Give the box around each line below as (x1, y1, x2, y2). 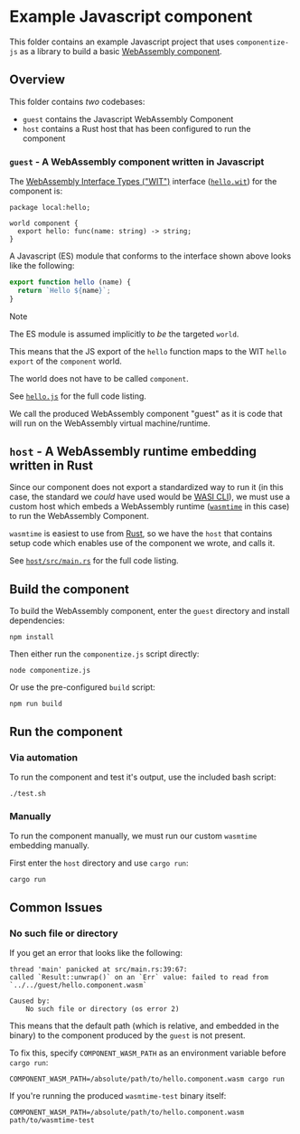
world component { (9, 219, 79, 228)
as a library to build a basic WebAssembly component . (19, 45, 223, 56)
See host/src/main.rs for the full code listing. (9, 555, 179, 566)
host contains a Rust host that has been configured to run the (22, 123, 251, 134)
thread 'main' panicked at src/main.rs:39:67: (9, 965, 188, 974)
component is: (9, 185, 63, 196)
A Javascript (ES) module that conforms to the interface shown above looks (9, 250, 292, 261)
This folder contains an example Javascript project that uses (9, 36, 235, 47)
